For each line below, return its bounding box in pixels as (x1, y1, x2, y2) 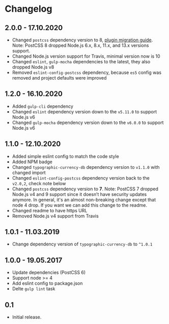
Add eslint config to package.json (12, 280, 83, 286)
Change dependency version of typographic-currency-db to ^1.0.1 (12, 241, 153, 247)
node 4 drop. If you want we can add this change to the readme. (12, 202, 147, 208)
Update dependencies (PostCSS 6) (12, 269, 86, 276)
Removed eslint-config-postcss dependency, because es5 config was (12, 69, 161, 76)
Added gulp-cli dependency (12, 103, 73, 109)
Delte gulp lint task (12, 286, 55, 292)
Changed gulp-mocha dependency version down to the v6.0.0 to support (12, 119, 164, 126)
